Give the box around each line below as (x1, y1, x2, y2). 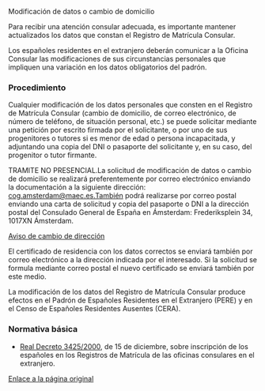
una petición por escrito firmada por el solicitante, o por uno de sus (8, 126, 228, 135)
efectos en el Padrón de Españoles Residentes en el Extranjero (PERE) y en (8, 295, 253, 305)
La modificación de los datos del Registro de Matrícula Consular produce (8, 288, 246, 297)
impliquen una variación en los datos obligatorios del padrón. (8, 62, 207, 72)
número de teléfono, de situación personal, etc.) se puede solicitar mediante (8, 117, 257, 126)
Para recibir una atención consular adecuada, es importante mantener (8, 22, 237, 31)
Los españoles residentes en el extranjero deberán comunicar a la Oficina (8, 46, 249, 55)
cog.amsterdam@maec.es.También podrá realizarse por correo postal (8, 191, 237, 201)
